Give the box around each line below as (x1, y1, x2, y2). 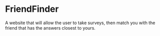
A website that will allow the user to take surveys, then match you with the (5, 20, 156, 26)
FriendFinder (5, 3, 59, 15)
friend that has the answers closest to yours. (5, 25, 96, 31)
